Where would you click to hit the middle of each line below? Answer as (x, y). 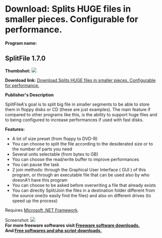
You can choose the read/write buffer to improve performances (76, 159)
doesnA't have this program (40, 180)
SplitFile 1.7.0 (25, 59)
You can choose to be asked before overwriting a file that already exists (84, 185)
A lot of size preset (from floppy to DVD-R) (55, 138)
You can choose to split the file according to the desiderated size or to (82, 144)
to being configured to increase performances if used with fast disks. (74, 120)
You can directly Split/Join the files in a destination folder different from (83, 190)
